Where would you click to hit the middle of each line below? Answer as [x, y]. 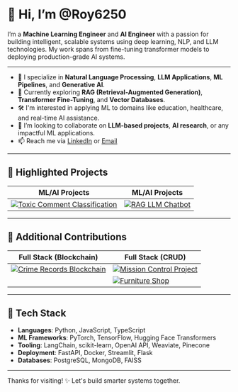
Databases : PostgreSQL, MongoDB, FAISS [79, 360]
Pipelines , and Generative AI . [61, 84]
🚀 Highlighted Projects [58, 173]
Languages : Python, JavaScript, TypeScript [81, 330]
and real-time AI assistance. [58, 118]
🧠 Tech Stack [37, 313]
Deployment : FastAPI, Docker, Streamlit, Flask [85, 353]
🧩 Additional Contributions [67, 237]
